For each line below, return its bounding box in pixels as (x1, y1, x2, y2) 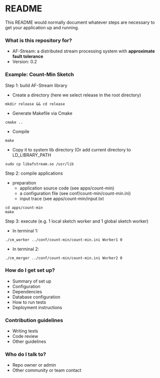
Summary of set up (12, 278, 52, 284)
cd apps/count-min (5, 205, 43, 210)
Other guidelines (12, 338, 46, 344)
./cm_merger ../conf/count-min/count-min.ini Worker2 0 (5, 255, 122, 260)
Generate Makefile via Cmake (12, 110, 73, 116)
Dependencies (12, 288, 42, 294)
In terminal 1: (12, 228, 39, 234)
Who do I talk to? (5, 351, 46, 358)
